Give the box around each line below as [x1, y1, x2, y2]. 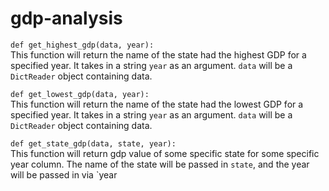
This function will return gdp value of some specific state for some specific [10, 147, 320, 159]
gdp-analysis [10, 7, 123, 30]
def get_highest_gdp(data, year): [10, 40, 155, 50]
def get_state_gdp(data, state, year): [10, 138, 177, 149]
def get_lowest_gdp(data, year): [10, 89, 150, 99]
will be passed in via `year [10, 168, 118, 181]
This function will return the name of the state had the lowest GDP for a [10, 98, 304, 110]
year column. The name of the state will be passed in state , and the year [10, 158, 310, 170]
